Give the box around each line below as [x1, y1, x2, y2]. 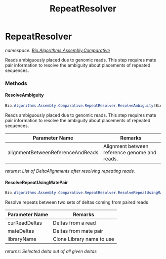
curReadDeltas [7, 219, 42, 226]
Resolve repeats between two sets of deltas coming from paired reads [5, 199, 148, 205]
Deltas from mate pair [52, 228, 103, 235]
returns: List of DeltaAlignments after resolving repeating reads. [5, 168, 135, 174]
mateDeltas [7, 228, 35, 235]
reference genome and [103, 149, 157, 156]
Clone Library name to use [52, 236, 115, 243]
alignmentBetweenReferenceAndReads [7, 149, 99, 156]
